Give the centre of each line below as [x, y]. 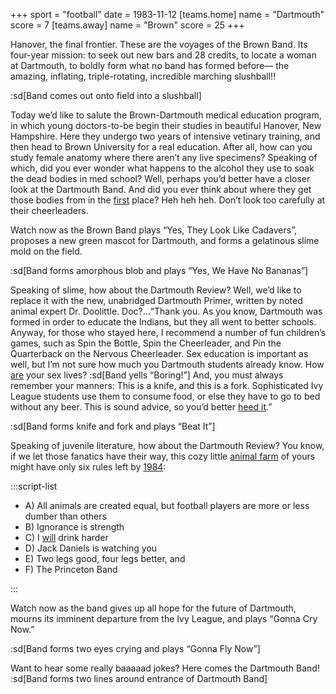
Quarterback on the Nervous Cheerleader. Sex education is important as [159, 353]
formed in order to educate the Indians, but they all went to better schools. [163, 322]
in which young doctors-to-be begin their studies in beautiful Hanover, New [166, 125]
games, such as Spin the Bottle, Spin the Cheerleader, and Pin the [146, 343]
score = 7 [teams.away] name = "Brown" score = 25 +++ [127, 25]
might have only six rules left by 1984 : [88, 467]
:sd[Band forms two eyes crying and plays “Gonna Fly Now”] [135, 648]
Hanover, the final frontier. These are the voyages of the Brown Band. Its [159, 44]
